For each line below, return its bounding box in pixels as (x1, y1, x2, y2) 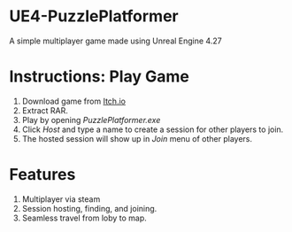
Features (9, 165, 76, 185)
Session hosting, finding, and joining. (21, 203, 158, 213)
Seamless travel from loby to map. (21, 213, 148, 223)
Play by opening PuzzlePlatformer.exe (21, 114, 161, 125)
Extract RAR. (21, 104, 69, 116)
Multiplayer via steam (21, 193, 101, 205)
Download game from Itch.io (21, 96, 127, 106)
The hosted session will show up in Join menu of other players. (21, 133, 253, 143)
